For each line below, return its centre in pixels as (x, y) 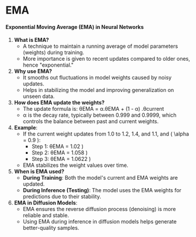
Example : (26, 128)
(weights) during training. (54, 52)
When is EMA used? (39, 172)
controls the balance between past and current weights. (91, 121)
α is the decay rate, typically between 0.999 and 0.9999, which (100, 115)
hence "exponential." (48, 65)
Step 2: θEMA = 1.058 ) (59, 153)
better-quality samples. (51, 228)
